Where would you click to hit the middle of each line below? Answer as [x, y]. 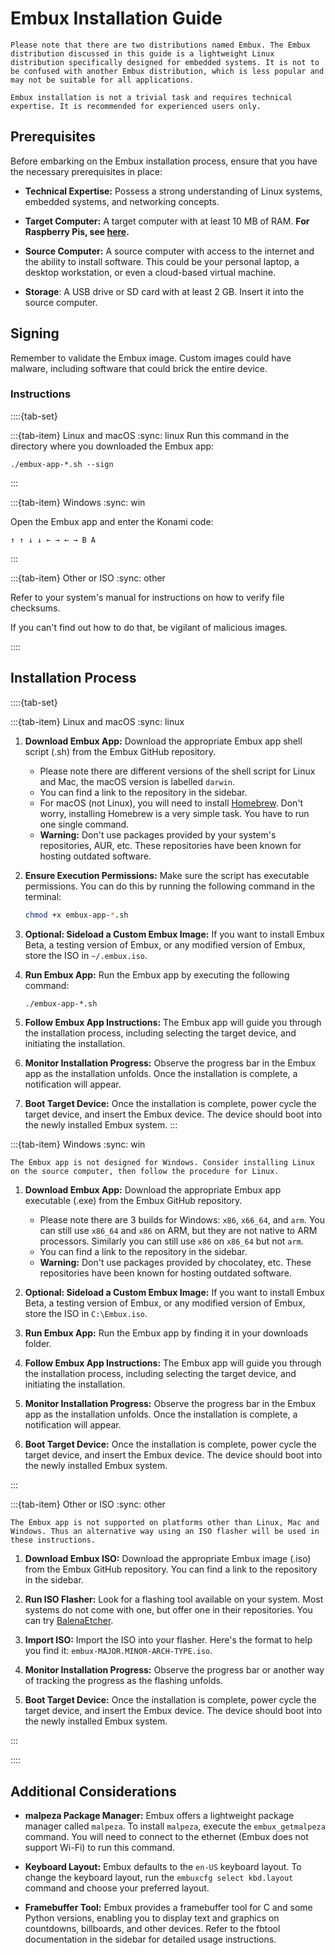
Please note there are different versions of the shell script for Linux [177, 771]
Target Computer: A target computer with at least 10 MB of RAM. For [167, 221]
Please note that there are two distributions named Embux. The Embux [160, 45]
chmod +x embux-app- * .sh [76, 915]
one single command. [84, 824]
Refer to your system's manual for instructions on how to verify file [147, 597]
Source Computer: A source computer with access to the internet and [169, 251]
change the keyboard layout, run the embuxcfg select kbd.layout [159, 1878]
